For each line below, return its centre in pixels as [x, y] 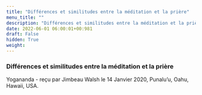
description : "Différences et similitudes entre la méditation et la [95, 23]
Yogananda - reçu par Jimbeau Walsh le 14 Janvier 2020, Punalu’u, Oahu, [97, 79]
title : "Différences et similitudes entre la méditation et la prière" [98, 12]
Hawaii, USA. [23, 86]
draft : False [23, 34]
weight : [16, 46]
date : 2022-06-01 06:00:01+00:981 [50, 29]
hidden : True [23, 40]
